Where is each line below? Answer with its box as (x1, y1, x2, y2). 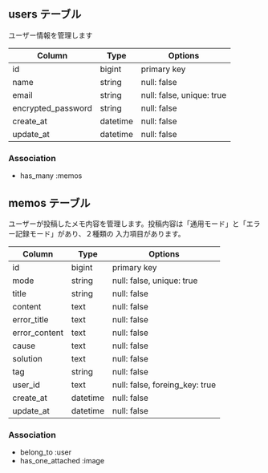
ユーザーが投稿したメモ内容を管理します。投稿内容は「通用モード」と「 (8, 219, 247, 228)
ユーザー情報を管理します (8, 30, 93, 40)
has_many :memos (19, 171, 83, 180)
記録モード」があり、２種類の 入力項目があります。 (14, 228, 185, 238)
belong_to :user (19, 447, 72, 457)
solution (12, 353, 43, 364)
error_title (12, 313, 49, 325)
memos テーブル (8, 196, 91, 210)
